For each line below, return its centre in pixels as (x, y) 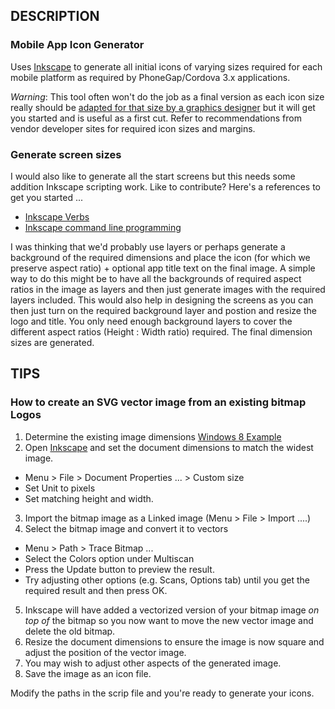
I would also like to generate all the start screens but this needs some (153, 176)
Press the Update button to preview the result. (119, 569)
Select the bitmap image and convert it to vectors (126, 528)
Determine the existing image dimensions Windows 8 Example (153, 436)
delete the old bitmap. (70, 631)
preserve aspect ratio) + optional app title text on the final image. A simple (163, 268)
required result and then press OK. (96, 590)
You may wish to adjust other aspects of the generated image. (153, 663)
